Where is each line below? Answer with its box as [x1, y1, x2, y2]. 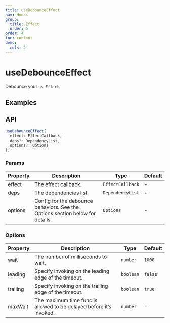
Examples [5, 98, 37, 107]
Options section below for [34, 210, 96, 217]
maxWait [8, 303, 29, 310]
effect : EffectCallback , [10, 133, 62, 139]
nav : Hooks [5, 12, 28, 17]
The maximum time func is [34, 297, 98, 304]
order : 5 [10, 26, 28, 31]
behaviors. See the [34, 204, 79, 211]
